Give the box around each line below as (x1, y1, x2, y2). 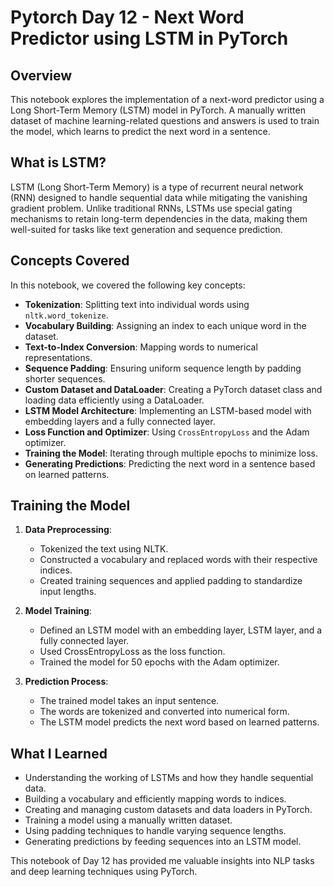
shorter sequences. (24, 372, 106, 385)
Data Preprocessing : (24, 524, 112, 536)
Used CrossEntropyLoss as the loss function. (39, 646, 226, 658)
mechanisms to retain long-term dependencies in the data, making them (10, 212, 308, 225)
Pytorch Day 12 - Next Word (10, 6, 245, 29)
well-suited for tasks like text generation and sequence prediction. (10, 223, 283, 235)
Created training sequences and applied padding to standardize (39, 575, 303, 587)
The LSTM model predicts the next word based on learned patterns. (39, 716, 320, 728)
